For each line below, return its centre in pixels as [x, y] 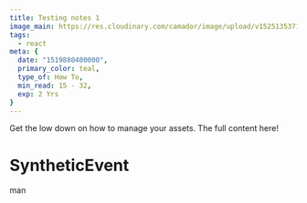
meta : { [24, 52]
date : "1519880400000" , [63, 60]
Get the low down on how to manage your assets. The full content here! [144, 128]
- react [32, 43]
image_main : [32, 26]
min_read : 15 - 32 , [55, 86]
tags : [20, 35]
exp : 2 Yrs [38, 94]
